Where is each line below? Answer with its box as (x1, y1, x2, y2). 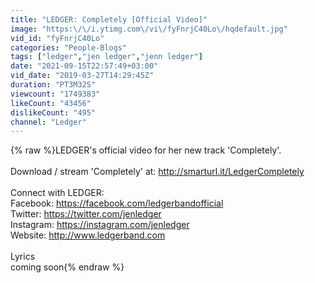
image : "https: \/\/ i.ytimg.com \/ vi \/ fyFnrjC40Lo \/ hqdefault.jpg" (10, 24, 288, 34)
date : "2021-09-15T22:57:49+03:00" (10, 61, 159, 71)
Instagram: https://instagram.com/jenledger (10, 219, 190, 231)
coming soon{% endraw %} (10, 261, 125, 273)
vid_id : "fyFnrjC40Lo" (10, 33, 105, 43)
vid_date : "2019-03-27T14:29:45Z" (10, 71, 155, 81)
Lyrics (10, 251, 36, 263)
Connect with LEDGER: (10, 187, 105, 199)
